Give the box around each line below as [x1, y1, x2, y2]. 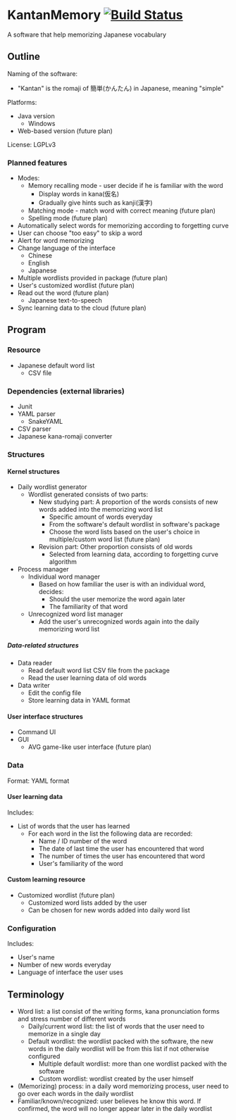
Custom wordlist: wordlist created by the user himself [38, 1074, 194, 1083]
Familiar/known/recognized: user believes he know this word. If [17, 1097, 201, 1105]
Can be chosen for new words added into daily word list [27, 906, 190, 914]
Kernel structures [7, 467, 60, 475]
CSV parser [17, 424, 51, 433]
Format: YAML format [7, 776, 70, 785]
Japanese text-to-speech [27, 296, 102, 305]
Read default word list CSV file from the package [27, 666, 170, 675]
